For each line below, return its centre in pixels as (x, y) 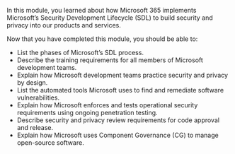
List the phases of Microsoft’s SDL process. (80, 53)
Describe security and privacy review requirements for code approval (118, 120)
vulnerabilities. (38, 97)
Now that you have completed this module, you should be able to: (102, 39)
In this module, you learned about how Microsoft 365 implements (102, 10)
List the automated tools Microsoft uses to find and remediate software (120, 90)
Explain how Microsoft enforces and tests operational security (107, 105)
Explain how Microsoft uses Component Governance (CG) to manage (117, 135)
